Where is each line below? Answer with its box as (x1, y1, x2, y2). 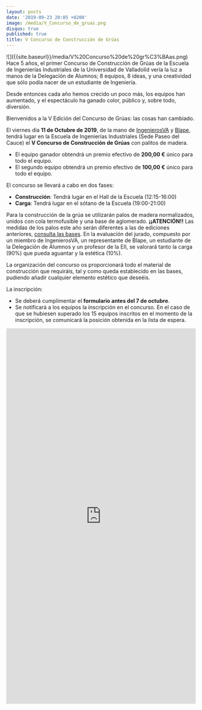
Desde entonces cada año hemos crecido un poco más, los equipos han (6, 91, 185, 97)
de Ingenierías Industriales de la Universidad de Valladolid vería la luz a (6, 66, 182, 73)
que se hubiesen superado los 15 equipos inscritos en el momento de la (14, 310, 192, 317)
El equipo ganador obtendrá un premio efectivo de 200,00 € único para (14, 151, 194, 158)
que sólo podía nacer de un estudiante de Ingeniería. (6, 79, 137, 86)
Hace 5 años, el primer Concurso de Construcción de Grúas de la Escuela (6, 59, 189, 67)
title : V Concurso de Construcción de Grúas (6, 37, 120, 43)
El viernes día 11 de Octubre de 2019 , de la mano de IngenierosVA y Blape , (6, 127, 191, 133)
